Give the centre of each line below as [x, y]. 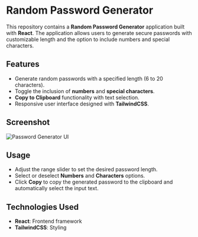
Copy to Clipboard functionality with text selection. [77, 97]
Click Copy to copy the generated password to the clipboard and [94, 182]
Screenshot [28, 122]
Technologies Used [42, 207]
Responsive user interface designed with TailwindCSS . [82, 104]
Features [23, 64]
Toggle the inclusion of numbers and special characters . [85, 91]
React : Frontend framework [48, 221]
